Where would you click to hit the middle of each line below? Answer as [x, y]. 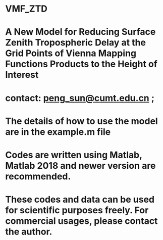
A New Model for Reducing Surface [80, 32]
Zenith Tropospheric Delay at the [76, 43]
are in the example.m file [58, 132]
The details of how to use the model [82, 121]
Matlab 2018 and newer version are [80, 165]
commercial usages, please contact [82, 221]
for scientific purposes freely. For [77, 210]
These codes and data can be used [80, 200]
